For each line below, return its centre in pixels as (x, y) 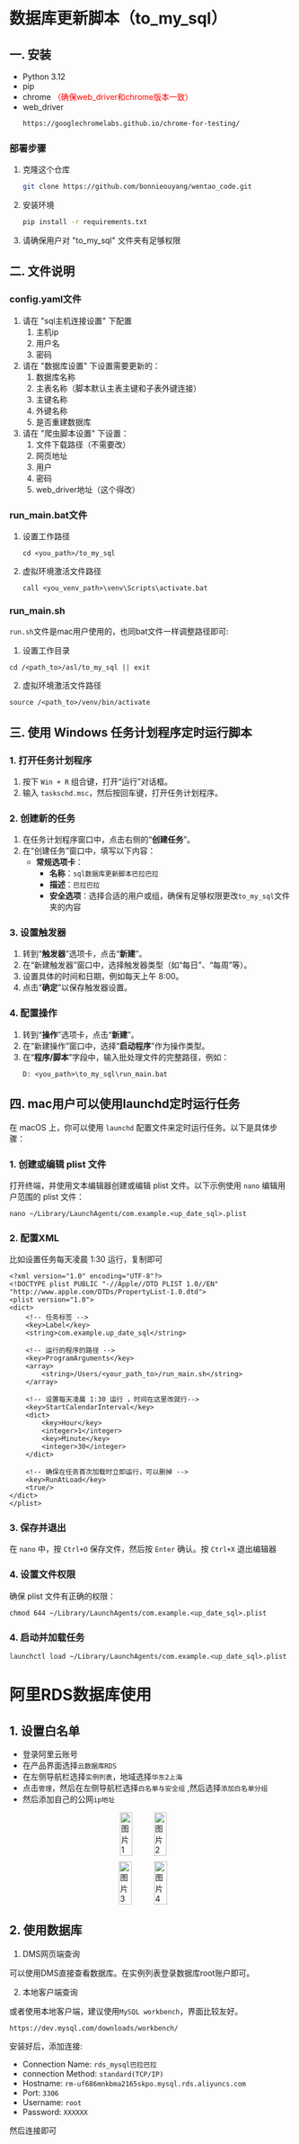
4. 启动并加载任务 (47, 1637)
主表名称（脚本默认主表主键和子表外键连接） (119, 388)
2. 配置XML (35, 1238)
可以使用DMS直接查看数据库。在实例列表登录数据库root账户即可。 (132, 1973)
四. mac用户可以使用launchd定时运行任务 (125, 1104)
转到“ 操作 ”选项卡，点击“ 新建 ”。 (80, 1034)
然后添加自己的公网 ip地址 (68, 1799)
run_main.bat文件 (48, 515)
